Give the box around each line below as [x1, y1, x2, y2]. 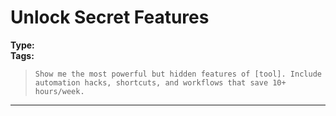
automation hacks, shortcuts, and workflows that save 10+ [34, 77, 287, 88]
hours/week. [34, 86, 85, 96]
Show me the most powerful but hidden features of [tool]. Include [34, 69, 322, 79]
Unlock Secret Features [10, 6, 210, 29]
